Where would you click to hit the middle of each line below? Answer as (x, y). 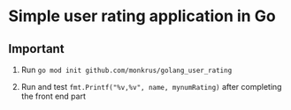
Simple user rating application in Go (142, 16)
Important (36, 49)
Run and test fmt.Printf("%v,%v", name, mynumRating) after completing (151, 87)
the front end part (53, 96)
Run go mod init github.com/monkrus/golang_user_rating (126, 70)
